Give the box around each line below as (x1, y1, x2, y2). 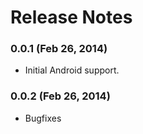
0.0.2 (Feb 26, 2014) (10, 89, 111, 103)
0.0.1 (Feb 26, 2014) (10, 42, 108, 56)
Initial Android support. (24, 64, 120, 76)
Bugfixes (24, 112, 62, 124)
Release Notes (10, 6, 133, 29)
